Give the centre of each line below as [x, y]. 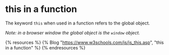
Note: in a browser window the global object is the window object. [73, 32]
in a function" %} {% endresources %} [45, 47]
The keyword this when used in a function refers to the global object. [78, 23]
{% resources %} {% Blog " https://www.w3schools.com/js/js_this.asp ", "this [84, 42]
